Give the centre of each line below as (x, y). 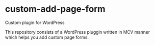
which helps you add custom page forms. (47, 37)
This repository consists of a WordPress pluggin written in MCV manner (77, 32)
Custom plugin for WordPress (35, 22)
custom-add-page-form (55, 9)
